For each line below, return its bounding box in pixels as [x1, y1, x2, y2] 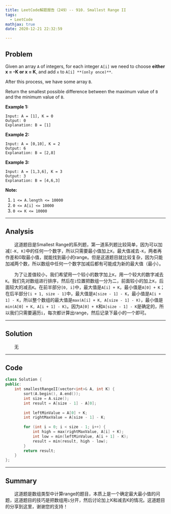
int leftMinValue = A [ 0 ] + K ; [23, 410, 88, 416]
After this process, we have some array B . [5, 79, 93, 85]
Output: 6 [5, 146, 26, 151]
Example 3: [5, 159, 30, 165]
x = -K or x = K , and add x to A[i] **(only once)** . [5, 68, 113, 74]
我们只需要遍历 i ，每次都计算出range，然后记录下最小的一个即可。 [9, 310, 149, 316]
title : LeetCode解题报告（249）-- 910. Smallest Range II [5, 7, 126, 13]
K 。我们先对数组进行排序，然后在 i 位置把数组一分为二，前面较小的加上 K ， [5, 277, 159, 284]
